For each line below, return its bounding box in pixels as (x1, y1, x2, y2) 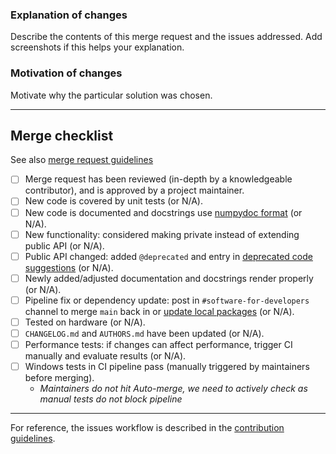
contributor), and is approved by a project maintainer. (24, 184, 245, 197)
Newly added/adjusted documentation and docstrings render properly (24, 272, 314, 284)
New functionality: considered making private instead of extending (24, 228, 300, 240)
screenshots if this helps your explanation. (10, 41, 185, 53)
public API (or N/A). (24, 239, 105, 252)
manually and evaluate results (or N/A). (24, 350, 187, 362)
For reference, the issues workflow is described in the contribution (10, 422, 285, 434)
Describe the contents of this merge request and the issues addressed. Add (10, 31, 323, 43)
